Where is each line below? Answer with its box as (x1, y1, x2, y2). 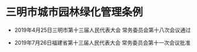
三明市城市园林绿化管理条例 (5, 5, 143, 19)
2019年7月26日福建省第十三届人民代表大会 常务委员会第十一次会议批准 (14, 39, 191, 46)
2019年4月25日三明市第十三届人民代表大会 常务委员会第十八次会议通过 (14, 26, 191, 33)
